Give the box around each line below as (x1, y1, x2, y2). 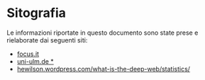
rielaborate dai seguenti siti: (6, 35, 88, 44)
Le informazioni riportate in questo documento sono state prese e (6, 28, 199, 37)
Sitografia (6, 5, 67, 21)
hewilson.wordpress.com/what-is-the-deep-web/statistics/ (16, 64, 191, 73)
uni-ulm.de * (16, 57, 54, 65)
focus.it (16, 50, 40, 58)
